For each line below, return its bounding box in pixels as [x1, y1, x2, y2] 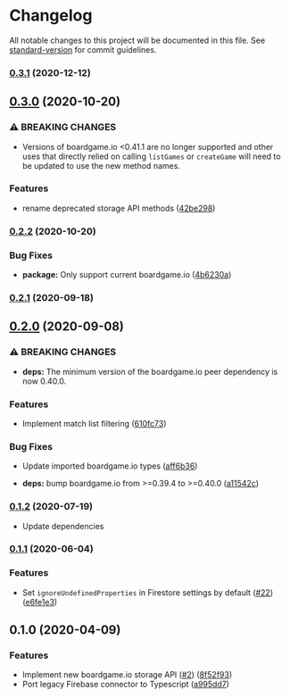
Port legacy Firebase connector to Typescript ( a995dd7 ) [21, 679, 230, 690]
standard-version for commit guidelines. [9, 44, 157, 54]
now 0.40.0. [21, 376, 67, 386]
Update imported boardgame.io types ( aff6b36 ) [21, 461, 198, 471]
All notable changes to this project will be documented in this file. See [9, 35, 266, 46]
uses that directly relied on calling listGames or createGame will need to [21, 151, 281, 162]
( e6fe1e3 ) [21, 596, 58, 607]
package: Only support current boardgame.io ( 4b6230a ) [21, 270, 232, 280]
